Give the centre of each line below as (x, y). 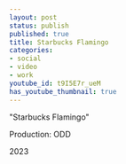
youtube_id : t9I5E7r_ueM (55, 83)
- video (24, 67)
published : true (39, 34)
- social (25, 59)
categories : (31, 51)
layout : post (33, 17)
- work (21, 75)
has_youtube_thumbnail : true (63, 91)
